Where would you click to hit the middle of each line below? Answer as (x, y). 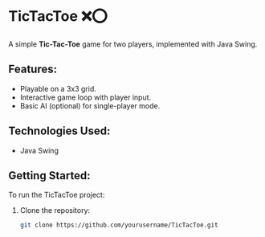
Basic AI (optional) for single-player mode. (90, 105)
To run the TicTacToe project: (57, 195)
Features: (33, 69)
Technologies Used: (59, 131)
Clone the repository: (55, 210)
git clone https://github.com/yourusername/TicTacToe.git (119, 225)
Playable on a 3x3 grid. (58, 88)
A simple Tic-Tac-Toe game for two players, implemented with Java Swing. (133, 44)
